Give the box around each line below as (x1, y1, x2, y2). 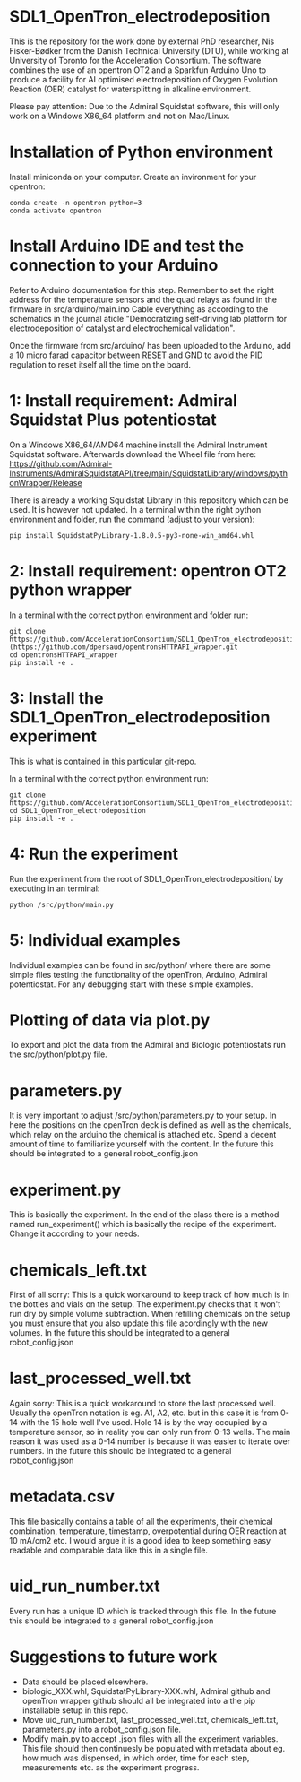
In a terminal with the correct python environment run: (9, 773, 209, 783)
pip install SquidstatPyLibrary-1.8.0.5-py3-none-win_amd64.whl (9, 531, 254, 540)
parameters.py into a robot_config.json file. (21, 1724, 182, 1734)
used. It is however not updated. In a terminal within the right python (9, 504, 262, 515)
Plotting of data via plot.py (9, 1010, 211, 1030)
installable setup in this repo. (21, 1705, 129, 1716)
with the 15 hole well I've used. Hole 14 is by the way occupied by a (19, 1417, 268, 1428)
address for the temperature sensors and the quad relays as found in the (9, 294, 278, 305)
